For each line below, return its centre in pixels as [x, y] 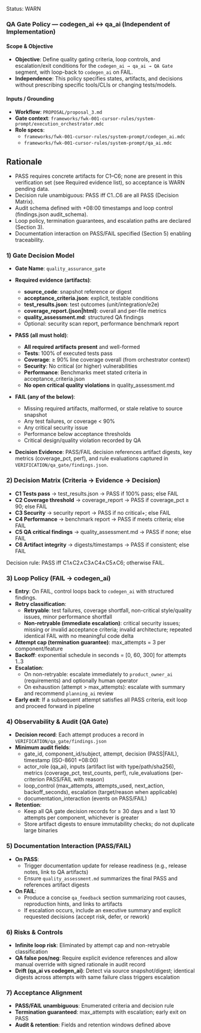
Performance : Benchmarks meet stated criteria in [85, 372]
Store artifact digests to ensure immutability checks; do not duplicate [109, 824]
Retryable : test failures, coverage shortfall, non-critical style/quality [108, 610]
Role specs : [30, 130]
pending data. [32, 189]
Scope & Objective [30, 46]
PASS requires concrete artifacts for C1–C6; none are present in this [99, 176]
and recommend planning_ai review [69, 694]
